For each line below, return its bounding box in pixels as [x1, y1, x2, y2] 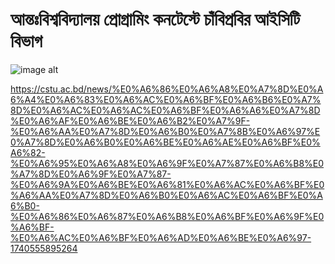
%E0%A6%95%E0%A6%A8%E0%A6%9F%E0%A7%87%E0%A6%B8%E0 [10, 157, 325, 169]
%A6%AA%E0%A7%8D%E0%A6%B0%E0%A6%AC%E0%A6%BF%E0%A [10, 189, 323, 201]
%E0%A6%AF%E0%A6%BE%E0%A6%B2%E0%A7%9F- [10, 114, 251, 127]
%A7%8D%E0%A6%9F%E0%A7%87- [10, 168, 172, 180]
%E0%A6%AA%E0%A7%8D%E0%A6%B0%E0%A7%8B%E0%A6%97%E [10, 125, 321, 137]
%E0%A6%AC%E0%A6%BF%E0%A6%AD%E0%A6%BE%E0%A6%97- [10, 231, 312, 243]
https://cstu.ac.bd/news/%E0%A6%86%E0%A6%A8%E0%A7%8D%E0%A [10, 83, 324, 95]
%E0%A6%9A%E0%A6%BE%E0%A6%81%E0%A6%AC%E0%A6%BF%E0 [10, 178, 325, 190]
